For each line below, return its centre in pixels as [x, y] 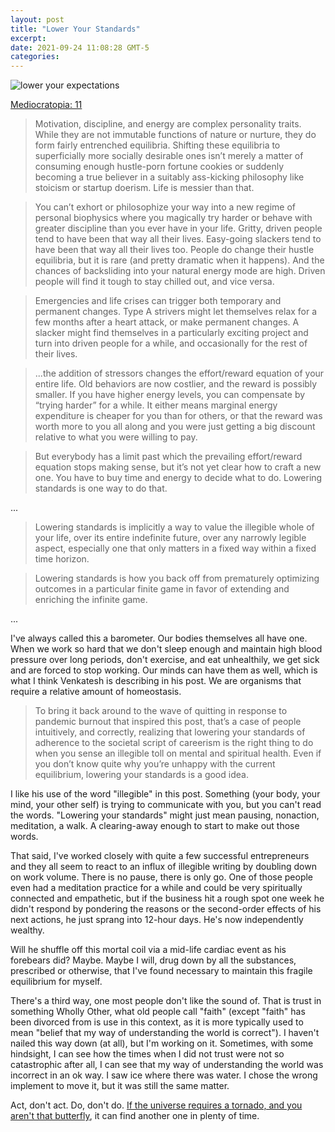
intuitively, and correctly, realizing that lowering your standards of [170, 732]
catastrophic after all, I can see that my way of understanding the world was [167, 1065]
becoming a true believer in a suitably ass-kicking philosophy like [169, 177]
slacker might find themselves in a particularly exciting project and [171, 333]
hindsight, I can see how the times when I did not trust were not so [147, 1054]
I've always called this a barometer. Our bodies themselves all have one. [159, 638]
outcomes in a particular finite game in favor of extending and [162, 589]
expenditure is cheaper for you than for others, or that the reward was [178, 416]
